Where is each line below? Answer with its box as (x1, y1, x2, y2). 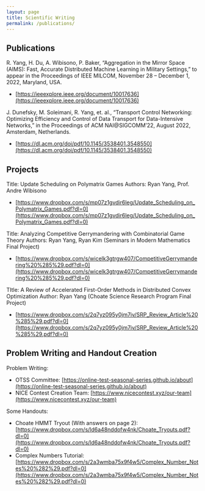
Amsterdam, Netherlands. (6, 128, 71, 136)
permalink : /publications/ (6, 20, 75, 26)
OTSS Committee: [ (15, 376, 64, 384)
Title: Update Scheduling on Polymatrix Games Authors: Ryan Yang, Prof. (6, 181, 190, 187)
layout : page (6, 9, 40, 15)
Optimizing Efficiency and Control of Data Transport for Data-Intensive (6, 115, 184, 123)
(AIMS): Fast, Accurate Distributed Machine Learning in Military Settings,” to (6, 65, 197, 73)
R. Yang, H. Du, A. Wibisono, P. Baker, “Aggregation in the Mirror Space (6, 59, 185, 67)
